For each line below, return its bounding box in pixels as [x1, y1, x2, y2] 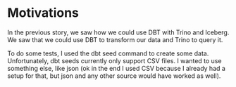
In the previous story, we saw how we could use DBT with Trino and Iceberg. [7, 28, 230, 36]
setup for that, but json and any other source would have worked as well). [7, 72, 221, 80]
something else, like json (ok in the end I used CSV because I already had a [7, 64, 225, 72]
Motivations [7, 5, 79, 21]
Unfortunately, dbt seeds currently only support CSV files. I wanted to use [7, 56, 222, 65]
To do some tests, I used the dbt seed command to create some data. [7, 49, 209, 58]
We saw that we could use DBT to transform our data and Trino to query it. [7, 35, 223, 43]
